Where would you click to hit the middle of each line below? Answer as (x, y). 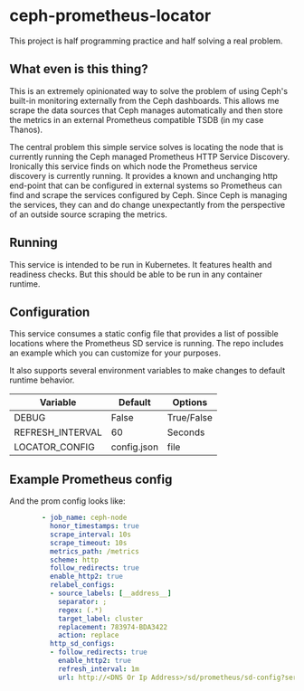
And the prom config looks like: (67, 501)
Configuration (50, 312)
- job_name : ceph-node (85, 518)
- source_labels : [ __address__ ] (110, 593)
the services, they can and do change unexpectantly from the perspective (147, 204)
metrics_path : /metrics (95, 551)
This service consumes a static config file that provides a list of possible (144, 334)
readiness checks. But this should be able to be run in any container (136, 274)
